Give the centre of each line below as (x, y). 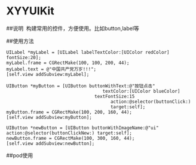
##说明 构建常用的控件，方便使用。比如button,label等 (73, 28)
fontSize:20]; (24, 57)
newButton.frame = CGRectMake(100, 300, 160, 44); (71, 138)
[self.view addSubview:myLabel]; (48, 74)
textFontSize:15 (115, 96)
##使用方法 (20, 41)
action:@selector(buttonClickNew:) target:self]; (69, 133)
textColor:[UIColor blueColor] (141, 91)
